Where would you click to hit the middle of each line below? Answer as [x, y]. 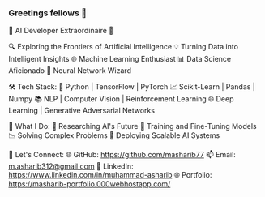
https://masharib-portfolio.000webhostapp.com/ [90, 184]
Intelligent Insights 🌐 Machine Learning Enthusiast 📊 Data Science [120, 59]
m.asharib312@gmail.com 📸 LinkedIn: [71, 166]
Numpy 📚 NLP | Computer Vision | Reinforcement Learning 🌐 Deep [121, 99]
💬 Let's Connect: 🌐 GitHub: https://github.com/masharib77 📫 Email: [122, 155]
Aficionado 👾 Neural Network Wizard [70, 71]
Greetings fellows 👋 [48, 13]
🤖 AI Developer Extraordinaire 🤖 [61, 31]
